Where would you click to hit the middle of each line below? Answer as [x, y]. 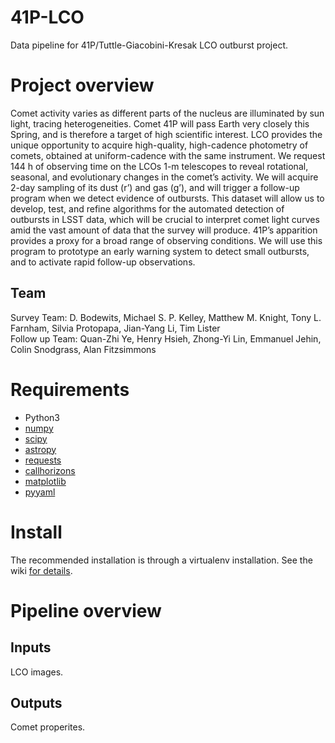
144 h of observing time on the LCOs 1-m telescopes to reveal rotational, [159, 166]
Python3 [42, 417]
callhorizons [50, 470]
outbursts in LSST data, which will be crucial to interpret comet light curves [165, 219]
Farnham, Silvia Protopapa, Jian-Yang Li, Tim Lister [115, 328]
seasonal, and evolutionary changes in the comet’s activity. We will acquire [164, 177]
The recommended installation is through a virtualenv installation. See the [161, 560]
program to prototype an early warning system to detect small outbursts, [160, 251]
